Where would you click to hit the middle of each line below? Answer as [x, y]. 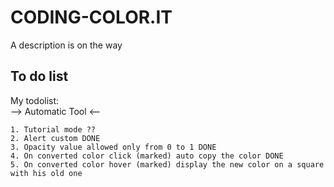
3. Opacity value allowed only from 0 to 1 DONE [113, 147]
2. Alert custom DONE [55, 138]
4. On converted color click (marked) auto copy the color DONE [147, 156]
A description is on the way [66, 45]
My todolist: [35, 100]
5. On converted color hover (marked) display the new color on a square [167, 164]
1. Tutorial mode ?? [53, 129]
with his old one [46, 173]
